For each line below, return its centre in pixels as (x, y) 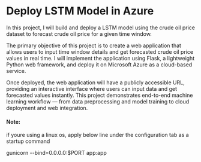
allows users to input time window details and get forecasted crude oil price (100, 51)
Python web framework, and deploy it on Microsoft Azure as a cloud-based (99, 65)
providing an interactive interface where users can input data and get (92, 88)
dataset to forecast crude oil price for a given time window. (79, 33)
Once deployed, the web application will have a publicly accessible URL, (95, 82)
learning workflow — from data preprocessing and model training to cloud (98, 101)
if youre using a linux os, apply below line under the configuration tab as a (97, 135)
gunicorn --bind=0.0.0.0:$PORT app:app (56, 153)
